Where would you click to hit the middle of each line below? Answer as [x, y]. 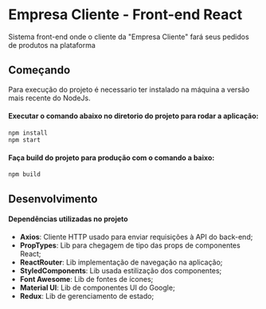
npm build [25, 174]
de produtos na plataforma [52, 45]
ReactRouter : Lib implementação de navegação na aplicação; [121, 262]
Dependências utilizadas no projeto [68, 219]
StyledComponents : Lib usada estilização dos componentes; [121, 270]
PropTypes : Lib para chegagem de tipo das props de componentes [130, 245]
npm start [25, 140]
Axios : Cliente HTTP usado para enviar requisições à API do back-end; [136, 237]
